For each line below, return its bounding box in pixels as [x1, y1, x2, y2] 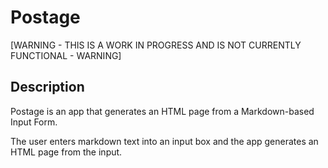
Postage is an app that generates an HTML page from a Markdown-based [10, 105, 315, 117]
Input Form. [10, 116, 58, 128]
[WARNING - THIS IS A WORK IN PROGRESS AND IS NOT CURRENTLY [10, 39, 302, 51]
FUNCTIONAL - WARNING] [10, 49, 122, 61]
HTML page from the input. [10, 146, 123, 158]
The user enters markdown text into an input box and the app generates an [10, 135, 319, 147]
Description [10, 79, 85, 96]
